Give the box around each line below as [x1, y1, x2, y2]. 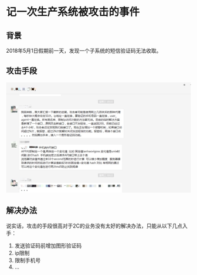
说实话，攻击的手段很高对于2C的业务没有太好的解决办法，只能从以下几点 [6, 222, 183, 229]
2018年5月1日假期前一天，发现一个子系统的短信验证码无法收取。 [6, 47, 162, 54]
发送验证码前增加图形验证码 [14, 242, 82, 249]
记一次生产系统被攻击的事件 [6, 5, 140, 19]
